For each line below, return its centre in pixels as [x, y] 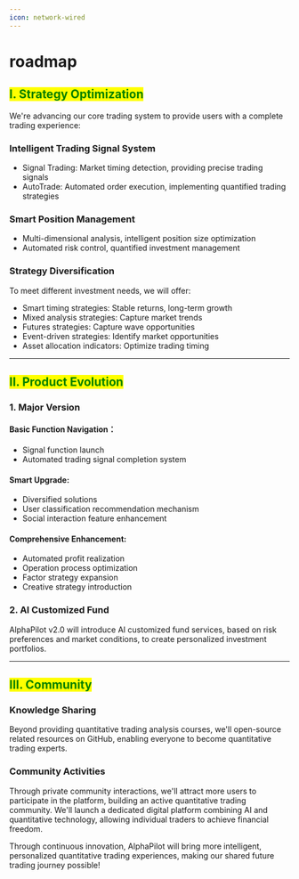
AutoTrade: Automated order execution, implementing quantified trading [154, 186]
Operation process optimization [80, 568]
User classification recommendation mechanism [110, 509]
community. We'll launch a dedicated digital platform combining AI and [139, 810]
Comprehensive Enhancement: [68, 539]
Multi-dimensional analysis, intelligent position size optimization [139, 239]
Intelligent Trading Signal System [82, 148]
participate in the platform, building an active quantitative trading [128, 800]
